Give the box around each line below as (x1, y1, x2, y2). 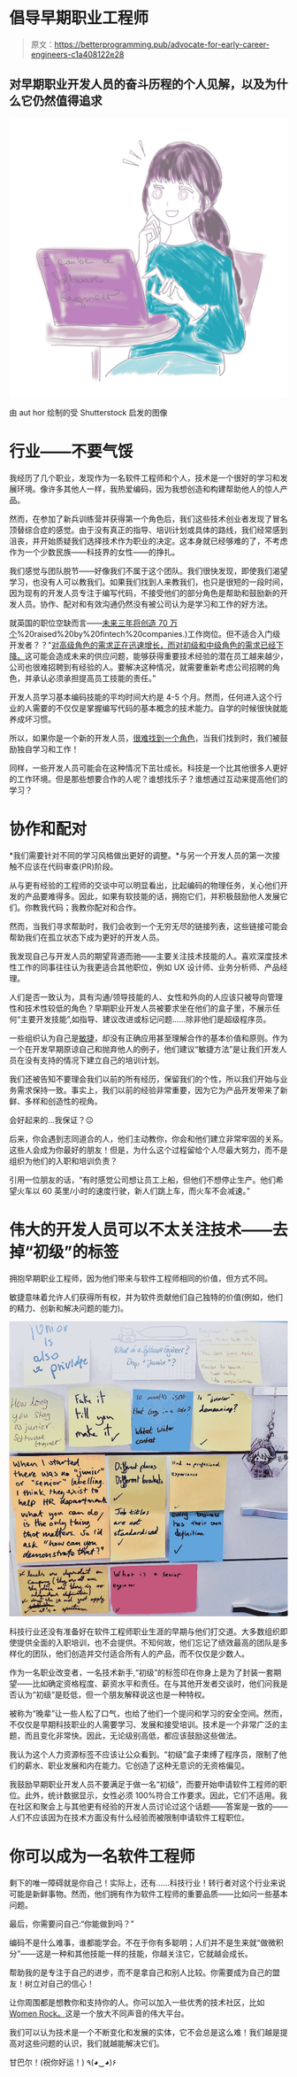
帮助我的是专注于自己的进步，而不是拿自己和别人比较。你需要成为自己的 (9, 1967, 272, 1978)
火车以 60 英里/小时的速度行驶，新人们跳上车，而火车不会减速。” (16, 1185, 250, 1196)
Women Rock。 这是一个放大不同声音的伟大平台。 (9, 2008, 189, 2019)
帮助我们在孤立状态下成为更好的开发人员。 (9, 932, 164, 942)
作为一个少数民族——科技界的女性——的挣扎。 (9, 546, 179, 557)
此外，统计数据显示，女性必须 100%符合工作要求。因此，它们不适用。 (24, 1790, 280, 1801)
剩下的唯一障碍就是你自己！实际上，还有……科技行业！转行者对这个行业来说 (9, 1878, 286, 1888)
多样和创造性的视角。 (24, 1096, 103, 1106)
